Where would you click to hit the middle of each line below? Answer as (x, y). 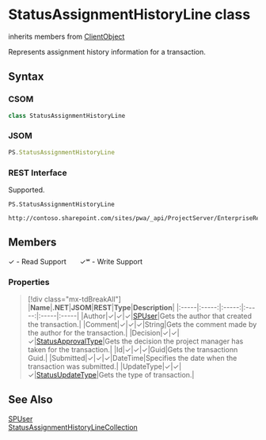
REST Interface (38, 173)
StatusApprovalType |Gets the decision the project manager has (140, 341)
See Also (30, 400)
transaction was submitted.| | (75, 366)
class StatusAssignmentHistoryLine (67, 116)
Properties (29, 282)
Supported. (27, 190)
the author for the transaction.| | (80, 333)
